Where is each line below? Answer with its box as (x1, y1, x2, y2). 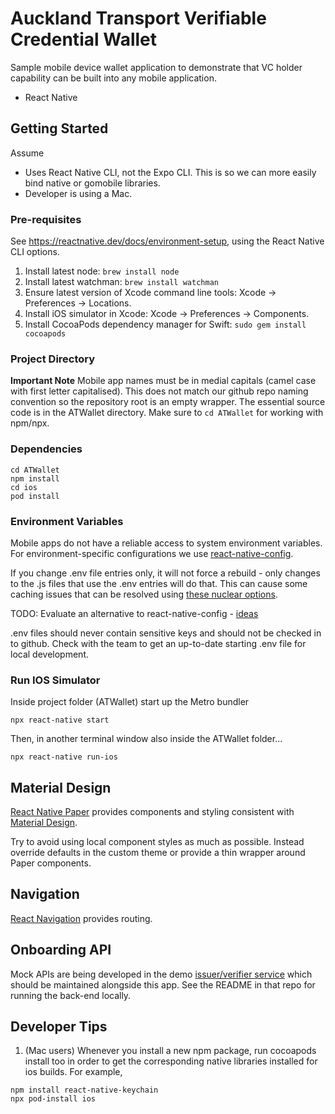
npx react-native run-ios (10, 752, 118, 762)
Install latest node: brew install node (24, 265, 180, 277)
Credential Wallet (10, 28, 157, 51)
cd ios (10, 482, 38, 492)
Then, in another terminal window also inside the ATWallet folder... (10, 733, 283, 745)
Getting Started (10, 120, 109, 137)
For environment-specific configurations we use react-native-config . (10, 547, 294, 559)
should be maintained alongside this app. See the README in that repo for (10, 978, 316, 991)
